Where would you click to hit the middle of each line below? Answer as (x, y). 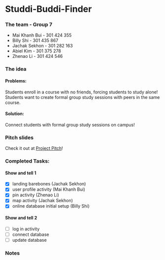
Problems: (16, 81)
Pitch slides (19, 137)
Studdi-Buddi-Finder (49, 9)
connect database (31, 234)
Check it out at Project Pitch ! (34, 148)
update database (29, 240)
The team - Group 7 (29, 25)
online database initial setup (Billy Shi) (51, 206)
